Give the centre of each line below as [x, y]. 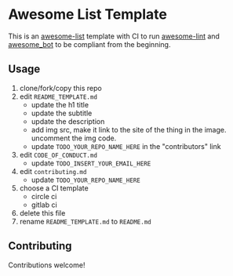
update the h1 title [60, 104]
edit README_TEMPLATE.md [58, 96]
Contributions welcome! [47, 265]
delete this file [42, 212]
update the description [68, 121]
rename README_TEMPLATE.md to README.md [85, 221]
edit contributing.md [53, 171]
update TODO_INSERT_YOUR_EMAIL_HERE [91, 163]
